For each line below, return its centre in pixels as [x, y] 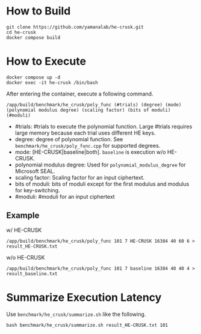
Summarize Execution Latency [84, 297]
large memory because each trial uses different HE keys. [85, 133]
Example [23, 215]
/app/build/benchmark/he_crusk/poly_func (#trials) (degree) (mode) [94, 105]
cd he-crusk [21, 32]
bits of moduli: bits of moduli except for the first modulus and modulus [102, 184]
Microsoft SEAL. [35, 171]
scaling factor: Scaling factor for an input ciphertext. [80, 177]
